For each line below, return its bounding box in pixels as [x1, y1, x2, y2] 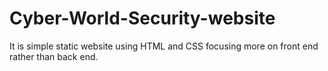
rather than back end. [9, 50, 99, 62]
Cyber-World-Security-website [9, 7, 276, 30]
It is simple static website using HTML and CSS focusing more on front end [9, 40, 319, 52]
